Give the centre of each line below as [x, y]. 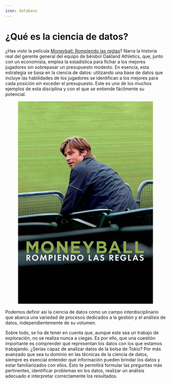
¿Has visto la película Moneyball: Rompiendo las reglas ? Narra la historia [81, 50]
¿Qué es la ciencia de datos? [67, 36]
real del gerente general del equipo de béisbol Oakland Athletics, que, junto [84, 56]
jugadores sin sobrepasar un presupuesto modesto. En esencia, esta [77, 67]
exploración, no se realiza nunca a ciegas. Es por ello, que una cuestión [80, 338]
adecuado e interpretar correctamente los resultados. [62, 376]
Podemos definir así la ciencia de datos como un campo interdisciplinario [82, 312]
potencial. [16, 94]
